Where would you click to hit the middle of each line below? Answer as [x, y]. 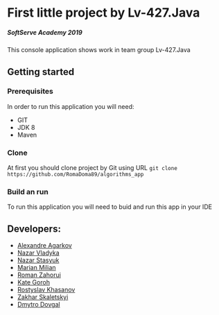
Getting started [41, 72]
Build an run [28, 192]
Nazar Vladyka [38, 253]
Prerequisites [30, 92]
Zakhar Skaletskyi [43, 297]
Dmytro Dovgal [38, 305]
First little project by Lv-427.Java [104, 13]
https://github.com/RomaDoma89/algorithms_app [76, 175]
